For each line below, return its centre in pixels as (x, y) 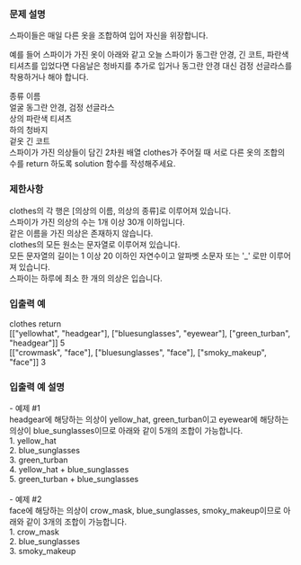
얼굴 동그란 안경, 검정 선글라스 (62, 108)
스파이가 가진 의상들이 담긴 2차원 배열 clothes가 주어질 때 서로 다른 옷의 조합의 (147, 152)
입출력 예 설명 (37, 387)
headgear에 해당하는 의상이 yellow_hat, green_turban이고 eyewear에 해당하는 (149, 419)
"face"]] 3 (28, 362)
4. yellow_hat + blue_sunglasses (69, 470)
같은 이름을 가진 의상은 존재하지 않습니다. (81, 233)
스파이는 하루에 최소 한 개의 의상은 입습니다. (86, 278)
